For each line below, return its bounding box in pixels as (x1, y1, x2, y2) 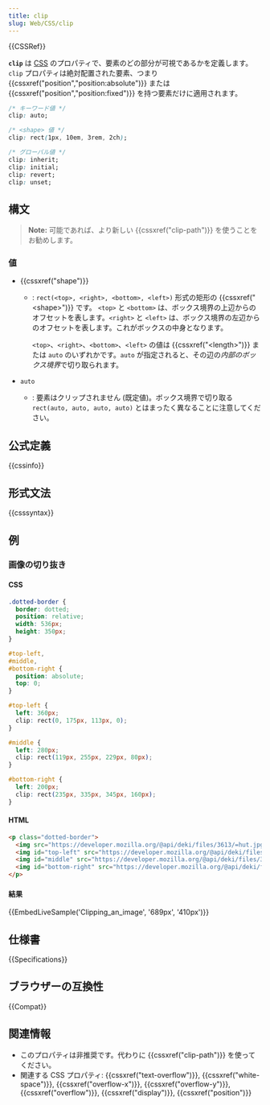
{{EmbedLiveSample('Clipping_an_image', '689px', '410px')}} (8, 907, 210, 917)
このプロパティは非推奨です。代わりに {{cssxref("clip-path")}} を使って (19, 1049, 256, 1059)
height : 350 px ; (15, 628, 67, 636)
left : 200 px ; (15, 783, 59, 791)
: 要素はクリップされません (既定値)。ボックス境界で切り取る (31, 393, 233, 402)
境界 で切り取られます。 (46, 360, 123, 370)
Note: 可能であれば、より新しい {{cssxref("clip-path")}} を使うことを (27, 225, 258, 235)
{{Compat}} (8, 1001, 47, 1011)
